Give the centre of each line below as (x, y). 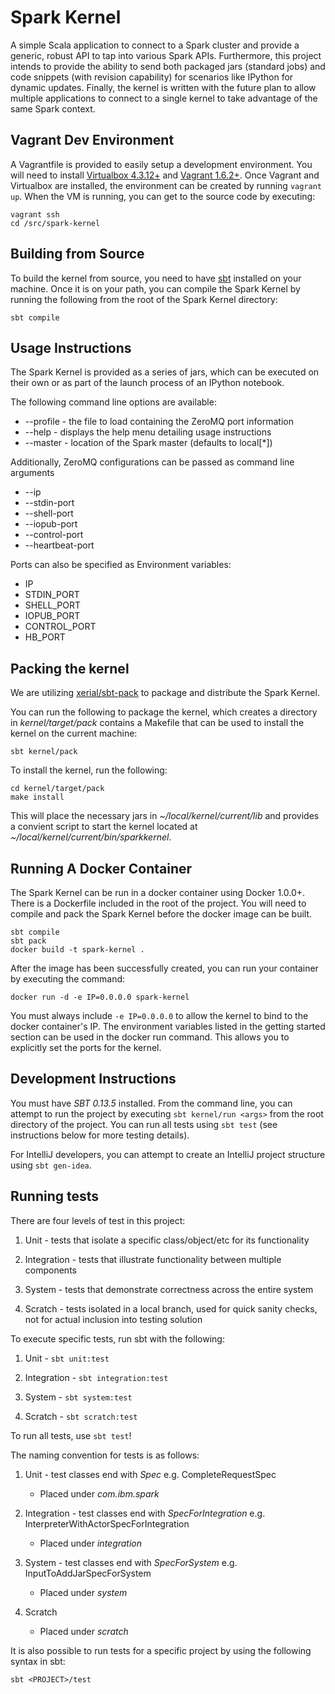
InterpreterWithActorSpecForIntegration (107, 1523)
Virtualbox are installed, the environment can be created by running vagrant (166, 185)
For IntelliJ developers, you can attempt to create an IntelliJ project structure (168, 1154)
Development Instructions (93, 1079)
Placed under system (83, 1592)
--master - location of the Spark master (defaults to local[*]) (148, 443)
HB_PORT (45, 637)
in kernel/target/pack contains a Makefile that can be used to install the (157, 723)
